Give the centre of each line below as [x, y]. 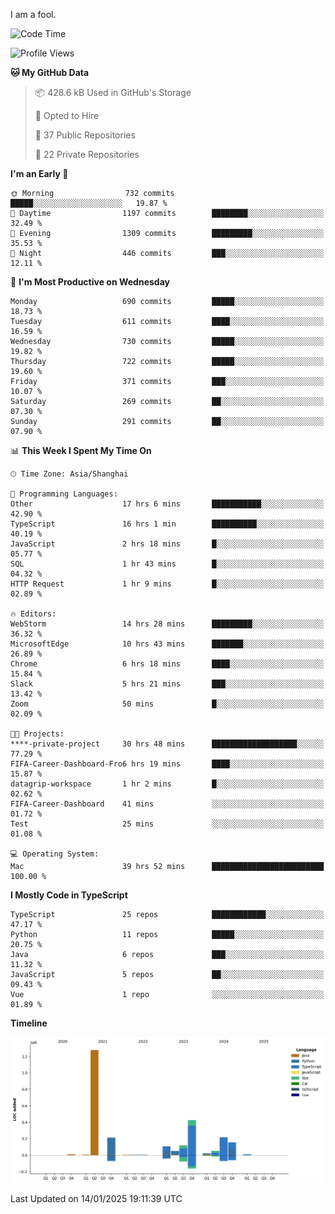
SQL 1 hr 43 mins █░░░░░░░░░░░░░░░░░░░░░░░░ [167, 564]
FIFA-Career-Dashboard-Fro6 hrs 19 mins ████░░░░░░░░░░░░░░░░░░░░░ [167, 764]
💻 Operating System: [55, 854]
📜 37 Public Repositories [85, 135]
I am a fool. [33, 14]
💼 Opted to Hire [67, 115]
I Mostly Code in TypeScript [69, 895]
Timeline [29, 1023]
